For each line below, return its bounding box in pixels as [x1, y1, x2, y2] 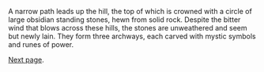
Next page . [8, 55, 45, 64]
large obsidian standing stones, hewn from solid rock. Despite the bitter [8, 15, 241, 24]
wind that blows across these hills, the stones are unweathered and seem [8, 23, 247, 32]
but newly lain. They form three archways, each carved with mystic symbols [8, 31, 256, 41]
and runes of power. [8, 40, 74, 49]
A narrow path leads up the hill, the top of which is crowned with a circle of [8, 7, 253, 16]
